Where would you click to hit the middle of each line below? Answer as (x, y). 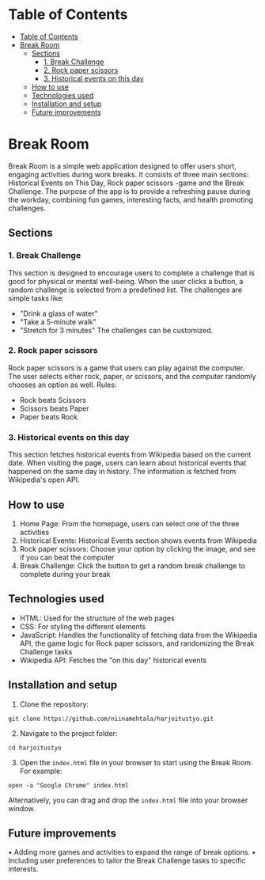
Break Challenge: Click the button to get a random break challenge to (132, 565)
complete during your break (65, 574)
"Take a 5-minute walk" (58, 321)
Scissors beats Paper (54, 408)
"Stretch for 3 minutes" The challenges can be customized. (116, 330)
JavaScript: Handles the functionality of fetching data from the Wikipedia (138, 635)
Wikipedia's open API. (44, 480)
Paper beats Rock (48, 416)
